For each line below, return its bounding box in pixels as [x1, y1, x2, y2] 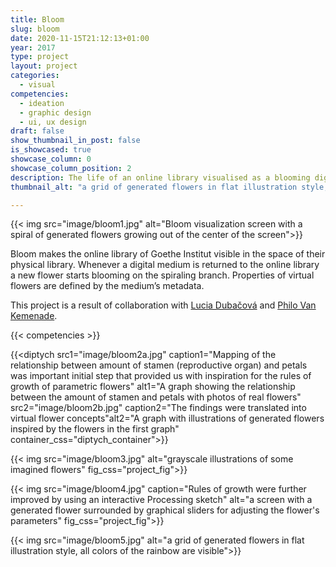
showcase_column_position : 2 [10, 163, 132, 173]
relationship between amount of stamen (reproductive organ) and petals [10, 359, 308, 371]
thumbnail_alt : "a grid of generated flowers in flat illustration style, [10, 182, 329, 192]
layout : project [10, 61, 78, 71]
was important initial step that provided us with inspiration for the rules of [10, 370, 312, 382]
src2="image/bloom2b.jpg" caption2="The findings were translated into [10, 402, 307, 414]
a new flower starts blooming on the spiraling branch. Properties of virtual [10, 269, 315, 281]
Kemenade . [10, 310, 58, 322]
